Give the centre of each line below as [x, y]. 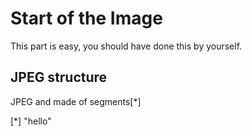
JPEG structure [59, 77]
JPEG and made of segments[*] [76, 101]
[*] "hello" [31, 121]
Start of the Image [86, 18]
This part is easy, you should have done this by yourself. [126, 46]
